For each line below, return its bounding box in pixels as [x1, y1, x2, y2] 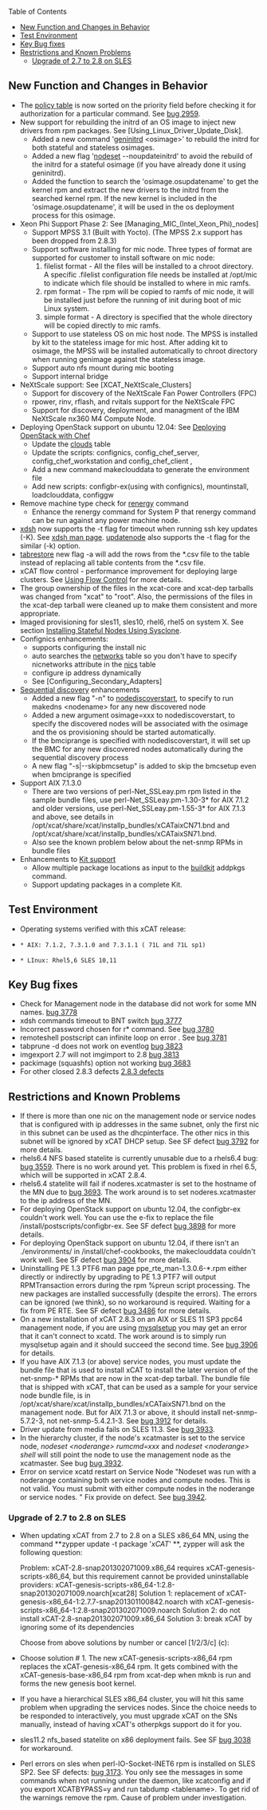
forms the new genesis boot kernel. [19, 1678, 137, 1688]
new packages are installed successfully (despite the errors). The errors [19, 1289, 257, 1299]
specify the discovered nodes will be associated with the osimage [31, 718, 249, 728]
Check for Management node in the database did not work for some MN [19, 999, 257, 1009]
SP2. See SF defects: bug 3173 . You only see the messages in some [19, 1767, 243, 1777]
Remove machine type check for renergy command [19, 498, 189, 508]
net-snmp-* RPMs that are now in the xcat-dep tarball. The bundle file [19, 1374, 250, 1383]
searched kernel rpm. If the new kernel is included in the [31, 193, 218, 203]
